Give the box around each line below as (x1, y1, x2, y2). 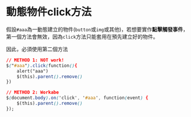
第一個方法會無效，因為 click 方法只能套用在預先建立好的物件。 (6, 33, 159, 40)
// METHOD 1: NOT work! (6, 57, 65, 63)
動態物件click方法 (6, 5, 92, 19)
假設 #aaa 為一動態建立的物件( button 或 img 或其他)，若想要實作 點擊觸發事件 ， (6, 26, 189, 33)
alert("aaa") (16, 68, 49, 74)
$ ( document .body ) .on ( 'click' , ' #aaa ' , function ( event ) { (6, 95, 149, 101)
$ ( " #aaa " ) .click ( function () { (6, 63, 78, 68)
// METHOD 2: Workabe (6, 90, 59, 95)
